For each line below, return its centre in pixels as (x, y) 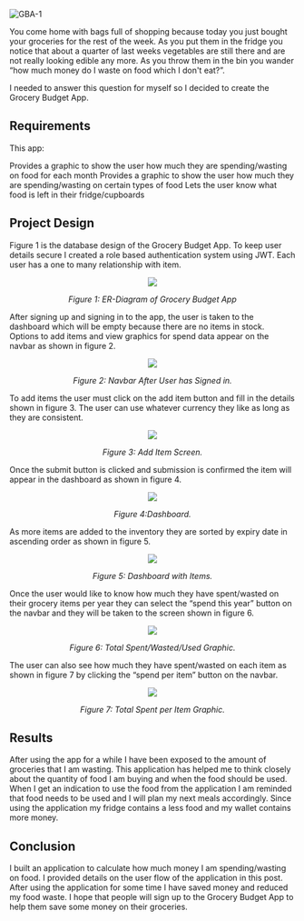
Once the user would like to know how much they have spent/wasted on (144, 593)
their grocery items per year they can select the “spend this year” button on (151, 603)
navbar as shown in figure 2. (63, 345)
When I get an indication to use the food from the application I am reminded (151, 789)
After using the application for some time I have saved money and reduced (149, 887)
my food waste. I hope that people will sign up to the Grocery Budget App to (152, 897)
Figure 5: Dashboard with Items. (152, 576)
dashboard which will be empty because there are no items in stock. (137, 326)
